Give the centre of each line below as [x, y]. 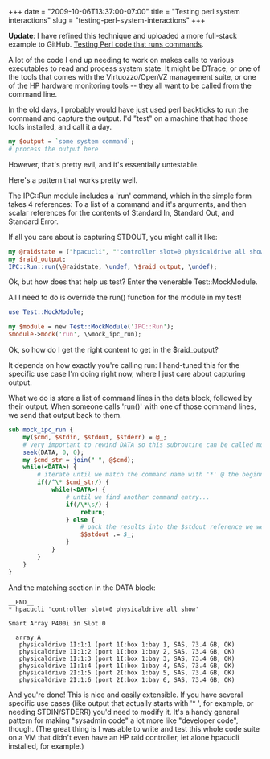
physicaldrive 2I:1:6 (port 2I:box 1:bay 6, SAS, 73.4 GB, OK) [127, 679]
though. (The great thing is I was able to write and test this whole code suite [134, 728]
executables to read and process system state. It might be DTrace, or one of [134, 68]
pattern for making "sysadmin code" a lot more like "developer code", [123, 720]
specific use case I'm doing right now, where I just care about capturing [127, 374]
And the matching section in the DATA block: [82, 588]
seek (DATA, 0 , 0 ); [53, 452]
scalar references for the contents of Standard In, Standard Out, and [121, 212]
